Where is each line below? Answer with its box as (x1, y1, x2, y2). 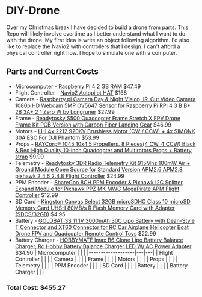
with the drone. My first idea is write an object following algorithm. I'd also (6, 36, 190, 43)
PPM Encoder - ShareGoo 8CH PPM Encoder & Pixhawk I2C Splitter (14, 178, 183, 186)
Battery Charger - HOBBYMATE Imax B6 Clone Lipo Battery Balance (14, 236, 183, 243)
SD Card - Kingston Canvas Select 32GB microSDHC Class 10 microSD (14, 198, 191, 205)
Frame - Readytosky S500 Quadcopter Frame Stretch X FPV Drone (14, 114, 181, 122)
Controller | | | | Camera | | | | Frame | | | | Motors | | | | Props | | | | (14, 255, 177, 263)
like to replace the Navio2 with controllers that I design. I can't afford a (6, 43, 180, 50)
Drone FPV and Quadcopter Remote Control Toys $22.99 (14, 230, 156, 237)
